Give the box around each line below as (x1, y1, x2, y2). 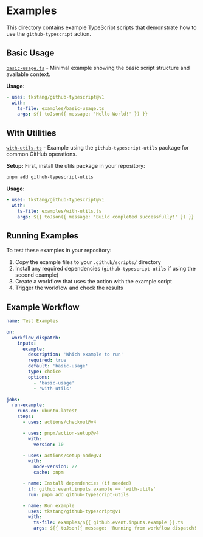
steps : (17, 414, 34, 420)
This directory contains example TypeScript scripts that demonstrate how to (6, 24, 197, 31)
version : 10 (33, 442, 64, 448)
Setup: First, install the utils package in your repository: (6, 162, 145, 170)
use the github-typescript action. (6, 30, 91, 37)
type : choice (28, 369, 61, 375)
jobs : (6, 397, 20, 403)
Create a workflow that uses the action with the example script (15, 278, 172, 285)
